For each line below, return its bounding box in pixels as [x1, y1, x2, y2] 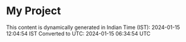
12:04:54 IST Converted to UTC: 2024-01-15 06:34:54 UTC [6, 30, 151, 37]
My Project [6, 4, 61, 18]
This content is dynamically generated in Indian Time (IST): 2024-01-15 [6, 24, 180, 31]
